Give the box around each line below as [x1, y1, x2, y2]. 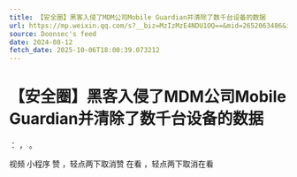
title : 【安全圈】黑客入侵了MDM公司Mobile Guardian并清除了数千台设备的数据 [9, 12, 267, 22]
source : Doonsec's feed [9, 29, 97, 38]
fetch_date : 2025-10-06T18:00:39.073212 [9, 46, 161, 55]
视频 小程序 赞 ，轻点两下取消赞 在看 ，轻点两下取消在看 [9, 158, 214, 169]
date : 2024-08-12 [9, 37, 73, 47]
